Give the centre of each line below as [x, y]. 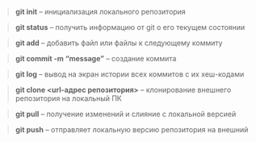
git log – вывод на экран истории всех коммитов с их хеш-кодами [130, 74]
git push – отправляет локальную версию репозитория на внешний [132, 129]
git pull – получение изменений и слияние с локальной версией [126, 114]
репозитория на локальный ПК [68, 98]
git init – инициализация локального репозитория [101, 12]
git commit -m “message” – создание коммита [96, 58]
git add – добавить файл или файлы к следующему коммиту [119, 43]
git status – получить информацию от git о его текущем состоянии [130, 27]
